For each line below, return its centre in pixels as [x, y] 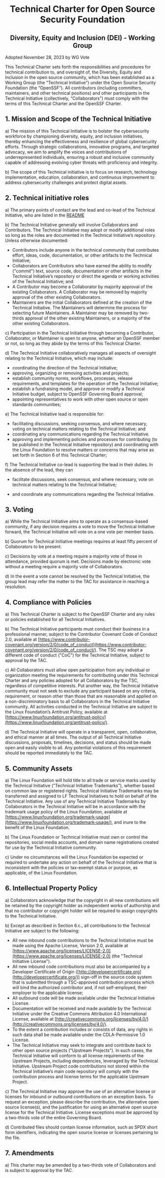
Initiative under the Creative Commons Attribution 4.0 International [79, 1013]
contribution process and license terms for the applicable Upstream [81, 1076]
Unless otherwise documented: [37, 240]
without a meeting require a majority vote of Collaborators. [64, 567]
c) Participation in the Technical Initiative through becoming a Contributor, [80, 333]
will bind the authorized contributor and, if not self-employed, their [80, 987]
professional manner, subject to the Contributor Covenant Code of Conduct [81, 634]
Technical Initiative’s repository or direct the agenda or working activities [86, 276]
